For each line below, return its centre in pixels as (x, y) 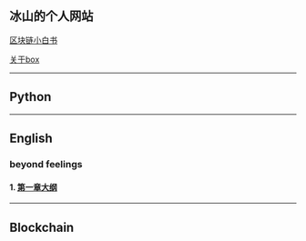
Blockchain (42, 227)
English (31, 139)
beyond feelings (46, 164)
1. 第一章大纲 (33, 187)
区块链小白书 (33, 40)
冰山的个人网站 (51, 16)
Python (31, 97)
